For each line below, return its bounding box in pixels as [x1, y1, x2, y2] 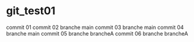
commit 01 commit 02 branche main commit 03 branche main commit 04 [6, 24, 184, 31]
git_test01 [6, 4, 56, 18]
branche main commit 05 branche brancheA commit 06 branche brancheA [6, 30, 189, 37]
